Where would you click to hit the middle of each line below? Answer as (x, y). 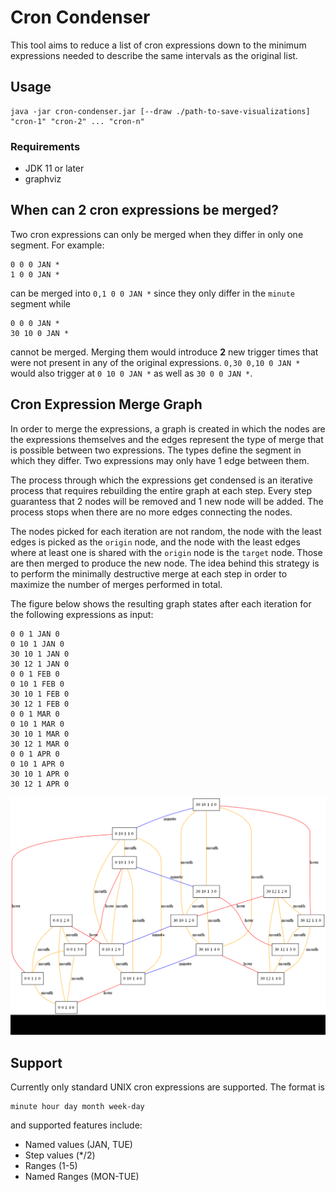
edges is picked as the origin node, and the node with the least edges (155, 542)
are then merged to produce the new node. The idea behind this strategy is (165, 563)
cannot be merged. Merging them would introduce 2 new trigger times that (164, 352)
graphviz (43, 179)
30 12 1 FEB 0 (40, 704)
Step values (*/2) (60, 1155)
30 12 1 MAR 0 (40, 744)
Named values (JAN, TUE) (78, 1144)
